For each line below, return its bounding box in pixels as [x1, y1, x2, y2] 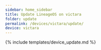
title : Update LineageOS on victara [5, 12, 81, 17]
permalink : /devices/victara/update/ [5, 21, 84, 26]
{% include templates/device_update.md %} [5, 39, 96, 45]
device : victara [5, 26, 39, 31]
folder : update [5, 16, 37, 21]
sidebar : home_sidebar [5, 7, 52, 12]
